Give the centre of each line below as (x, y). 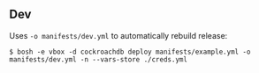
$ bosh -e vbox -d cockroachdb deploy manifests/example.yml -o (130, 52)
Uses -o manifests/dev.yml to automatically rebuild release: (118, 35)
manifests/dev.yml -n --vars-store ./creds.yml (99, 59)
